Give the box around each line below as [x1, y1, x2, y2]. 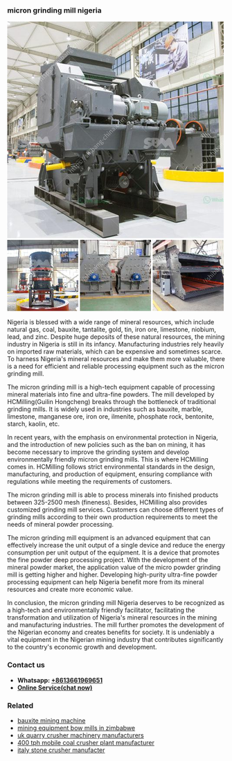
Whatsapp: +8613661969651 [17, 676, 102, 684]
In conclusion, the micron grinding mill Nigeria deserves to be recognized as [7, 599, 225, 607]
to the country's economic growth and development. [7, 643, 157, 651]
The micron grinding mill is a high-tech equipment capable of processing [7, 383, 215, 392]
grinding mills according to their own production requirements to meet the [7, 513, 218, 521]
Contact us [7, 661, 45, 670]
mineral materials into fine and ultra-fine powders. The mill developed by [7, 390, 215, 399]
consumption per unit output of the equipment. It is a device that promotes [7, 548, 220, 557]
